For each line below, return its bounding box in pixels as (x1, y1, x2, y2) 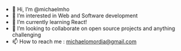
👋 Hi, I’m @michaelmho (11, 6, 70, 13)
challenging (11, 31, 41, 38)
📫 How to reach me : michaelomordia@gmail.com (11, 38, 137, 45)
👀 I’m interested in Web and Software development (11, 12, 138, 19)
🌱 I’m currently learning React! (11, 19, 87, 25)
